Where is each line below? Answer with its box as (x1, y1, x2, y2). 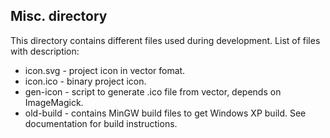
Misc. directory (10, 8, 108, 25)
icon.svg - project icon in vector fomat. (24, 64, 186, 76)
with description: (10, 45, 80, 57)
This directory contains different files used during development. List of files (10, 34, 321, 46)
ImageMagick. (24, 96, 84, 108)
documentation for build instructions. (24, 117, 178, 129)
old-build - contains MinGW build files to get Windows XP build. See (24, 107, 307, 119)
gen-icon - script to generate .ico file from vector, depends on (24, 85, 282, 98)
